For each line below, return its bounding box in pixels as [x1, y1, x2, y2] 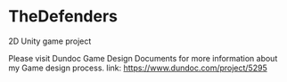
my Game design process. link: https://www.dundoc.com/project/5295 [8, 62, 268, 73]
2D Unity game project [8, 36, 92, 46]
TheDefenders [8, 6, 118, 27]
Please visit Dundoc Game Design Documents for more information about [8, 53, 278, 63]
